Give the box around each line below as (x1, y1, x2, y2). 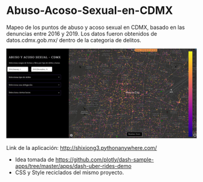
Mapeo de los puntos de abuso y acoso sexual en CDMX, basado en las (6, 24, 185, 31)
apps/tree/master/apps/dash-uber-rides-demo (14, 162, 132, 169)
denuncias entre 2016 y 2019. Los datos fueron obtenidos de (6, 30, 157, 37)
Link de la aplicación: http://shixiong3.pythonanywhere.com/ (6, 144, 157, 151)
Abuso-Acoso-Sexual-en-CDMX (6, 4, 173, 18)
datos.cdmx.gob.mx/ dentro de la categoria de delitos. (6, 36, 142, 44)
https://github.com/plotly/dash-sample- (55, 155, 154, 163)
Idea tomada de (14, 155, 54, 163)
